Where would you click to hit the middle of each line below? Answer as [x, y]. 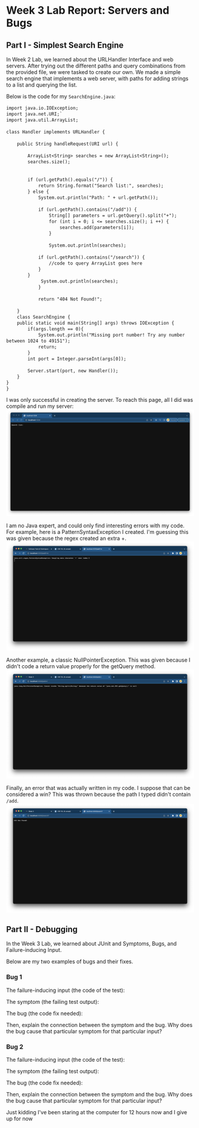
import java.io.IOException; [42, 108]
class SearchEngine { [43, 317]
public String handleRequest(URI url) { [68, 144]
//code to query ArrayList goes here [96, 263]
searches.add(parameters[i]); [97, 228]
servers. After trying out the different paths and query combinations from [96, 66]
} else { [38, 192]
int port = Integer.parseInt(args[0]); [77, 359]
